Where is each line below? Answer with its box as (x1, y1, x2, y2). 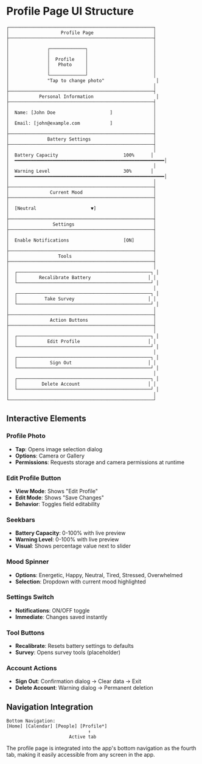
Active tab (69, 734, 97, 740)
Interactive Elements (6, 414, 86, 424)
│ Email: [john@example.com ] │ (6, 120, 156, 126)
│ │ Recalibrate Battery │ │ (6, 274, 156, 280)
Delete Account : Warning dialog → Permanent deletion (15, 684, 153, 692)
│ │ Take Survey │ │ (6, 296, 156, 302)
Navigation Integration (6, 701, 93, 712)
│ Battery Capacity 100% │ (6, 152, 154, 158)
